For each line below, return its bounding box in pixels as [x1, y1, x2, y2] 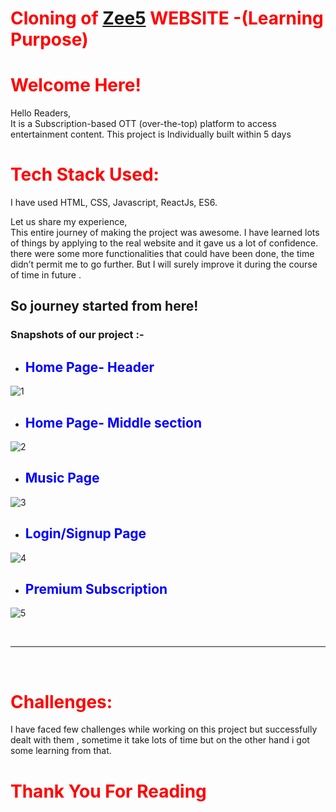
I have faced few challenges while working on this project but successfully [10, 723, 318, 736]
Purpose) [10, 28, 89, 51]
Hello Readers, [10, 107, 72, 119]
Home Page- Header [24, 358, 155, 376]
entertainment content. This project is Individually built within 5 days [10, 128, 292, 141]
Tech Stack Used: [10, 163, 160, 186]
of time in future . [10, 269, 82, 281]
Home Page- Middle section [24, 414, 202, 431]
